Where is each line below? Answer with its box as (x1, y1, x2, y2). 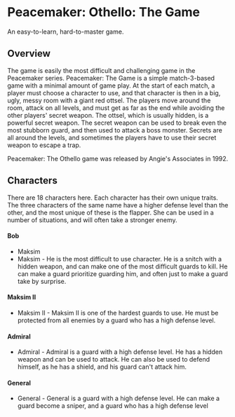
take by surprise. (17, 277, 67, 285)
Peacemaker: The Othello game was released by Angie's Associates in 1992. (7, 154, 229, 163)
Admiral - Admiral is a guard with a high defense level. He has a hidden (17, 348, 223, 356)
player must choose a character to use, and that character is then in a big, (7, 88, 221, 97)
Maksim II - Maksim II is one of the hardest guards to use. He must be (17, 308, 219, 317)
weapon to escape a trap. (7, 141, 81, 149)
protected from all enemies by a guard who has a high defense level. (17, 316, 216, 324)
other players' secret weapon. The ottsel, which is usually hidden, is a (7, 111, 209, 119)
